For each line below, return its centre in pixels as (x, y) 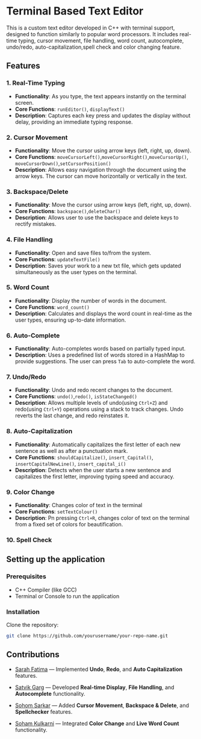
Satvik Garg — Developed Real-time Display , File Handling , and (94, 687)
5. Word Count (28, 287)
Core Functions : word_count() (52, 307)
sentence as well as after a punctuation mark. (71, 451)
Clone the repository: (32, 625)
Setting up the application (56, 559)
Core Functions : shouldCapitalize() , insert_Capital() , (84, 457)
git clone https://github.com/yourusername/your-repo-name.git (87, 636)
